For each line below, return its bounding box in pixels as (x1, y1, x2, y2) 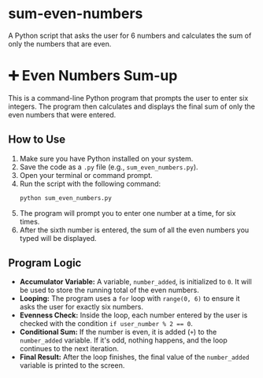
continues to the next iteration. (19, 344, 120, 354)
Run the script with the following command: (19, 179, 161, 188)
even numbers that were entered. (8, 109, 117, 119)
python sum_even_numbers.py (19, 194, 112, 202)
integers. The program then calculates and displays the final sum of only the (8, 102, 256, 111)
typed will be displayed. (19, 233, 97, 243)
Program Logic (8, 256, 82, 269)
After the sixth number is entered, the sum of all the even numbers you (19, 225, 250, 235)
